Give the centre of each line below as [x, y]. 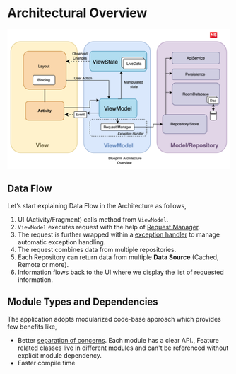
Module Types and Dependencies [83, 302]
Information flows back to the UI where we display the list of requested [120, 272]
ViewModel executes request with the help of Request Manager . [109, 227]
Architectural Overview [77, 13]
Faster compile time [46, 363]
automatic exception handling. [61, 242]
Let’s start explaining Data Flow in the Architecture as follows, [97, 205]
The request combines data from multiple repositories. [97, 249]
